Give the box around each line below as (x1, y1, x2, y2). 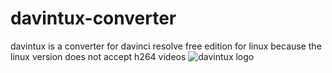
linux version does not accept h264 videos (10, 50, 187, 62)
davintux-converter (10, 7, 177, 30)
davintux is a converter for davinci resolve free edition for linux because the (10, 40, 322, 52)
